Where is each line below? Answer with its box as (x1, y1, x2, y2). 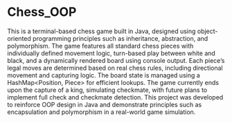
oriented (7, 34, 31, 42)
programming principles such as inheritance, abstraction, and (32, 34, 208, 42)
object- (197, 27, 218, 35)
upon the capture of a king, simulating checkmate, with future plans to (7, 86, 208, 94)
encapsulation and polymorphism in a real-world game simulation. (7, 108, 196, 116)
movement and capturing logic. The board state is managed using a (7, 70, 201, 79)
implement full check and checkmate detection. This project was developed (7, 93, 224, 101)
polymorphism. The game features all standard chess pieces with (7, 41, 194, 50)
